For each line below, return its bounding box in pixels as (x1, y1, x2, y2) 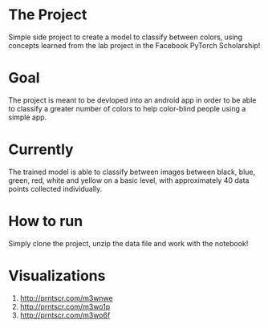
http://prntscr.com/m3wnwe (19, 293, 114, 302)
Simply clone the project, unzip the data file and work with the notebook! (8, 238, 249, 248)
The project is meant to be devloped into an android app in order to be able (8, 95, 257, 105)
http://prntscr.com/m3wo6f (19, 310, 111, 320)
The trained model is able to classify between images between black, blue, (8, 167, 256, 176)
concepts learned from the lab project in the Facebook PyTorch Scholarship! (8, 40, 261, 50)
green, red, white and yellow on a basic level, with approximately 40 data (8, 175, 250, 185)
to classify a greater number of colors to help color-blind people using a (8, 103, 246, 113)
